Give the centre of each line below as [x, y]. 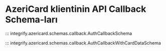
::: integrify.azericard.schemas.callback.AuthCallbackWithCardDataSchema [83, 43]
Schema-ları [31, 20]
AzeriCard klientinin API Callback [76, 9]
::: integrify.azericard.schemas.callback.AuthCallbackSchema [69, 33]
